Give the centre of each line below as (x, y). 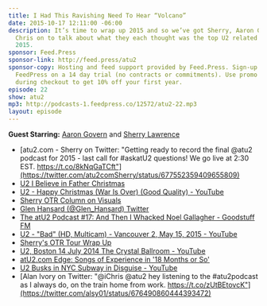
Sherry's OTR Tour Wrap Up (66, 242)
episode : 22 (28, 89)
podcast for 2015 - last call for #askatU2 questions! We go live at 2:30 (134, 158)
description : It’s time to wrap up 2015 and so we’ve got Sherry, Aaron (131, 30)
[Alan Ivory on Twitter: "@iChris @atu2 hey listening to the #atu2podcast (139, 276)
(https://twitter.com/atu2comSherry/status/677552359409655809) (130, 175)
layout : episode (35, 112)
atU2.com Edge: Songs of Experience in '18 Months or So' (115, 260)
